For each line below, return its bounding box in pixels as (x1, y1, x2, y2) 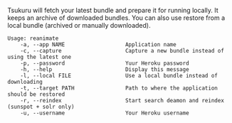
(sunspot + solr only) (7, 103, 75, 110)
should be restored (7, 91, 65, 98)
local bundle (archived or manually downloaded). (7, 21, 151, 29)
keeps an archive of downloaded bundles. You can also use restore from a (7, 14, 226, 22)
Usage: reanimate (7, 35, 59, 42)
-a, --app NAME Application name (20, 41, 176, 48)
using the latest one (7, 53, 72, 60)
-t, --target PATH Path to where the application (20, 85, 218, 92)
